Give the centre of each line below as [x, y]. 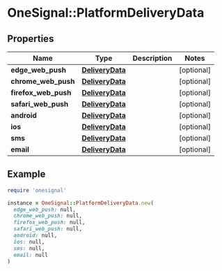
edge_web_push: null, [45, 210]
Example [26, 174]
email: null [31, 255]
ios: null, [29, 242]
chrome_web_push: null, [48, 216]
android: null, [35, 235]
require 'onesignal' [37, 190]
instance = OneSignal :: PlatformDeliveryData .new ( [81, 203]
